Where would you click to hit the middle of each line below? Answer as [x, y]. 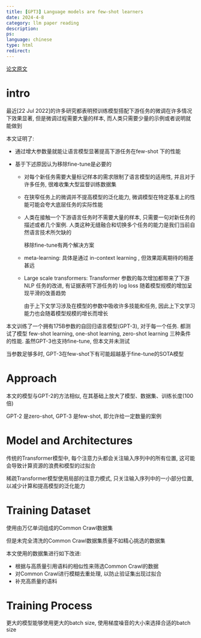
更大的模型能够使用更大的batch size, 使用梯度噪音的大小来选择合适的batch [98, 623]
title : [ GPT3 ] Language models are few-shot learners [75, 12]
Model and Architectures [70, 440]
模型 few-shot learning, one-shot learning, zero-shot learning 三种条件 [103, 333]
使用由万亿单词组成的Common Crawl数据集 [59, 528]
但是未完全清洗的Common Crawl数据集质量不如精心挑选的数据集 [86, 540]
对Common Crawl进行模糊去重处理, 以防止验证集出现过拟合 [88, 573]
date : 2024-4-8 [25, 17]
